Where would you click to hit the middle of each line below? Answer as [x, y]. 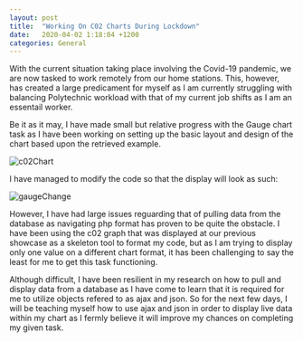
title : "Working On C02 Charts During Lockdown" [105, 26]
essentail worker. [41, 107]
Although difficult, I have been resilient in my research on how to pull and [146, 280]
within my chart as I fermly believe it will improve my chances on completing [151, 318]
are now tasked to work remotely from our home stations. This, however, [145, 79]
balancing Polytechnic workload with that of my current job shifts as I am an [151, 98]
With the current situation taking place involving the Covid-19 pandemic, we [151, 69]
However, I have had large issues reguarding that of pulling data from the [145, 214]
